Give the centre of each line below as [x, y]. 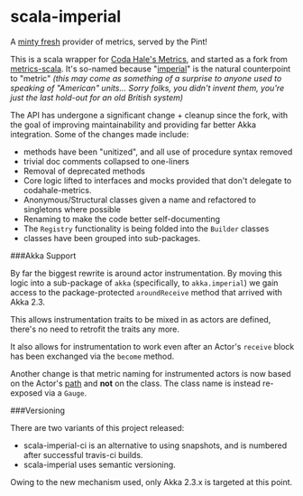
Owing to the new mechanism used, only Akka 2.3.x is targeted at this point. [151, 482]
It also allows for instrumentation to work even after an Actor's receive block [152, 346]
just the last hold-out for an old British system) [97, 98]
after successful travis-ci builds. [83, 454]
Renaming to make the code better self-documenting [121, 219]
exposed [27, 393]
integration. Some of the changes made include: [100, 134]
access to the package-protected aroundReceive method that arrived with [147, 292]
